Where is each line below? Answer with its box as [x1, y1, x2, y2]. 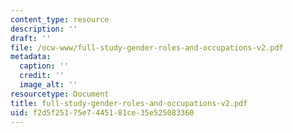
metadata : [10, 52, 52, 62]
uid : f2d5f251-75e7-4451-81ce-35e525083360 [10, 107, 195, 118]
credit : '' [19, 71, 65, 81]
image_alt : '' [19, 80, 78, 90]
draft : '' [10, 33, 52, 43]
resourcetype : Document [10, 89, 110, 99]
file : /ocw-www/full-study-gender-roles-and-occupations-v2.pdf [10, 42, 284, 53]
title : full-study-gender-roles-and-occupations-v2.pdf [10, 98, 248, 108]
